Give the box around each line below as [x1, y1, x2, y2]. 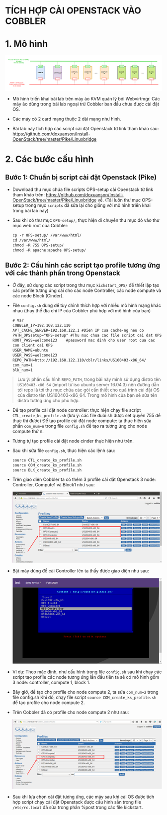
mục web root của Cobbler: [12, 222, 69, 228]
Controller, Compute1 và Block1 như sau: [12, 481, 95, 487]
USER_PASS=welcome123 [12, 353, 57, 358]
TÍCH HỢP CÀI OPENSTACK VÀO [5, 5, 142, 16]
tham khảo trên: [12, 191, 45, 197]
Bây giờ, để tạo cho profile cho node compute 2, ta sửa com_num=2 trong [12, 689, 159, 695]
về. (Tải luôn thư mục [97, 197, 141, 203]
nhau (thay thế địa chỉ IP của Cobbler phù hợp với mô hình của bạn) [12, 307, 151, 313]
